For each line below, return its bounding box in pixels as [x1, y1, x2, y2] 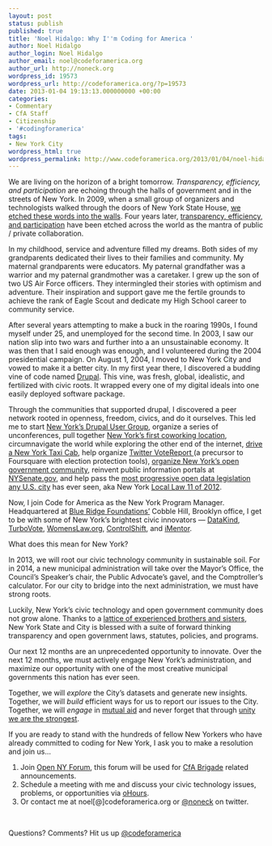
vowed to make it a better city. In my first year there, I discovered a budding [8, 363, 261, 373]
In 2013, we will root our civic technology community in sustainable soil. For [8, 555, 261, 565]
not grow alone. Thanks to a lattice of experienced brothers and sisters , [8, 614, 247, 623]
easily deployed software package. [8, 389, 125, 399]
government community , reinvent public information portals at [8, 465, 215, 474]
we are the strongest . [8, 714, 79, 724]
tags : [8, 132, 27, 140]
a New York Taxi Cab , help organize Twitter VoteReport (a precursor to [8, 448, 244, 457]
